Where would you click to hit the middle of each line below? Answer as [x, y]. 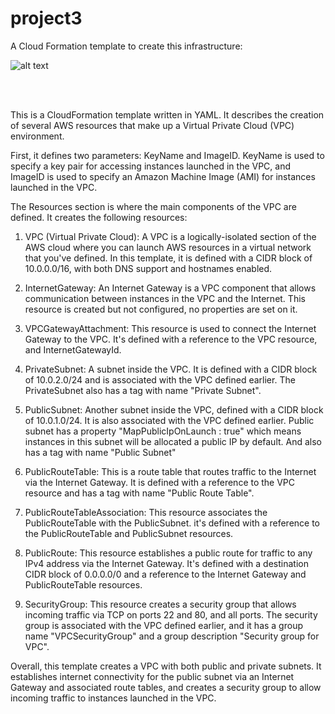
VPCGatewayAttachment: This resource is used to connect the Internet [170, 328]
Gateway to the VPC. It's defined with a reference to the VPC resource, [171, 339]
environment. [37, 136]
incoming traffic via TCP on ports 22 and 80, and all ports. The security [171, 614]
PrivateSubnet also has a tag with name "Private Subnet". [143, 390]
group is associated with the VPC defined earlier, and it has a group [163, 625]
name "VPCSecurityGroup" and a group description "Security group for [172, 636]
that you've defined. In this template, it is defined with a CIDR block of [168, 258]
